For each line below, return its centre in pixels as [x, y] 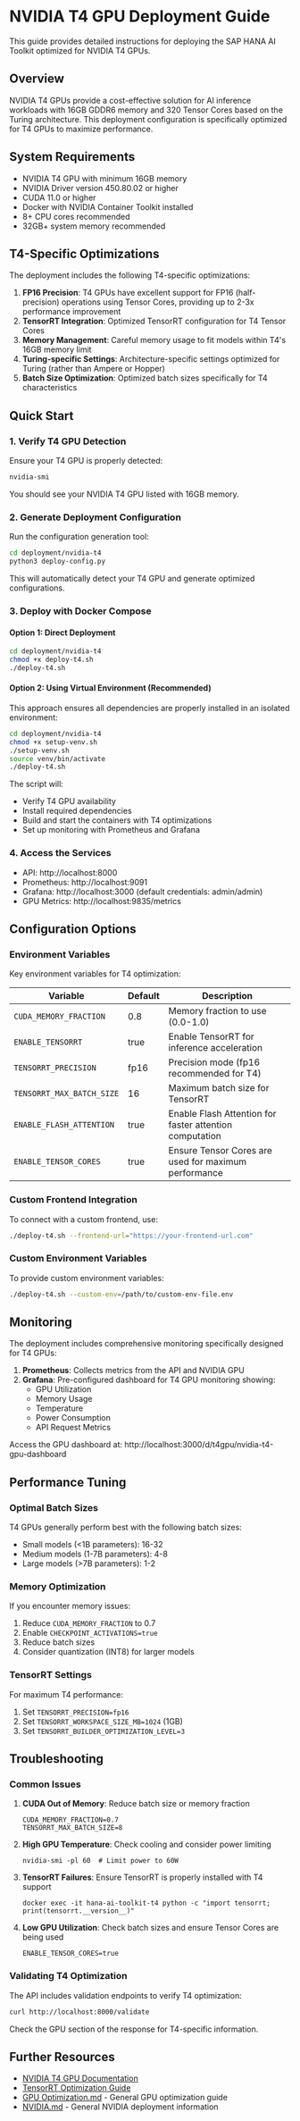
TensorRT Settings [50, 1675]
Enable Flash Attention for [222, 1114]
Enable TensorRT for [211, 1036]
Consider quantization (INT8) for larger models [108, 1652]
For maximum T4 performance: [66, 1694]
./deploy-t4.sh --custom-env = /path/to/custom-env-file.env [121, 1294]
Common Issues [46, 1784]
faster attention [200, 1125]
